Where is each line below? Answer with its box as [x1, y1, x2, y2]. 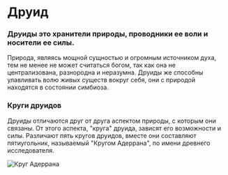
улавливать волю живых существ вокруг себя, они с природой [7, 76, 196, 84]
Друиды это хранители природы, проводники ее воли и [7, 29, 208, 39]
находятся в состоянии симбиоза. [7, 83, 109, 91]
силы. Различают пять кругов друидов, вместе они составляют [7, 131, 197, 139]
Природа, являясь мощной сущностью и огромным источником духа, [7, 54, 217, 62]
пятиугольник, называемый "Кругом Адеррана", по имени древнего [7, 139, 211, 147]
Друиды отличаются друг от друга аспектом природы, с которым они [7, 116, 216, 125]
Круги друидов [7, 100, 62, 110]
